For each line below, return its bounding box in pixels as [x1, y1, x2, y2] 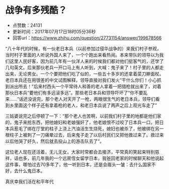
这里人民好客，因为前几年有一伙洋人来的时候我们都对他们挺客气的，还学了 [9, 58, 164, 64]
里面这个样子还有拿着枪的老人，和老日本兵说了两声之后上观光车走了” [14, 102, 157, 108]
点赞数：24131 [12, 22, 42, 28]
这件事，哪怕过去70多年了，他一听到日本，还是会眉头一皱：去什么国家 [5, 161, 152, 167]
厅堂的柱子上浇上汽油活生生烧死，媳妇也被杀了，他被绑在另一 [36, 125, 164, 132]
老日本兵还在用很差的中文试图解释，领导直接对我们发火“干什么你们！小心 [5, 77, 157, 83]
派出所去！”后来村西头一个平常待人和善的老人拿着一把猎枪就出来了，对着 [9, 83, 162, 89]
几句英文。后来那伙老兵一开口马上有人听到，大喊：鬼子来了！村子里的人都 [5, 64, 159, 71]
